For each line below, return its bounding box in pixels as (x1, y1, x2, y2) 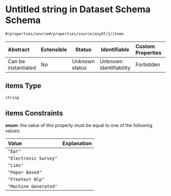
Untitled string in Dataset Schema (5, 4, 151, 15)
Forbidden (135, 61, 160, 68)
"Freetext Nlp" (8, 177, 45, 182)
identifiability (99, 64, 131, 71)
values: (5, 128, 20, 134)
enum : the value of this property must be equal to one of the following (5, 122, 153, 129)
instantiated (8, 64, 36, 71)
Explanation (62, 140, 92, 147)
